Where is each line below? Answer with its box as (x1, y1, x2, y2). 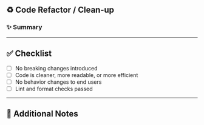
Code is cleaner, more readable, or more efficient (15, 71, 138, 78)
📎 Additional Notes (6, 109, 78, 119)
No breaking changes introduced (15, 64, 98, 72)
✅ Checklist (6, 49, 52, 59)
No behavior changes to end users (15, 78, 102, 86)
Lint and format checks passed (15, 85, 93, 92)
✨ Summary (6, 23, 42, 32)
